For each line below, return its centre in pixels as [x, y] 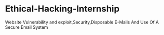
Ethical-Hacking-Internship [62, 9]
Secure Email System [27, 27]
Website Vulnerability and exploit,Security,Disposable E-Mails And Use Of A [82, 22]
